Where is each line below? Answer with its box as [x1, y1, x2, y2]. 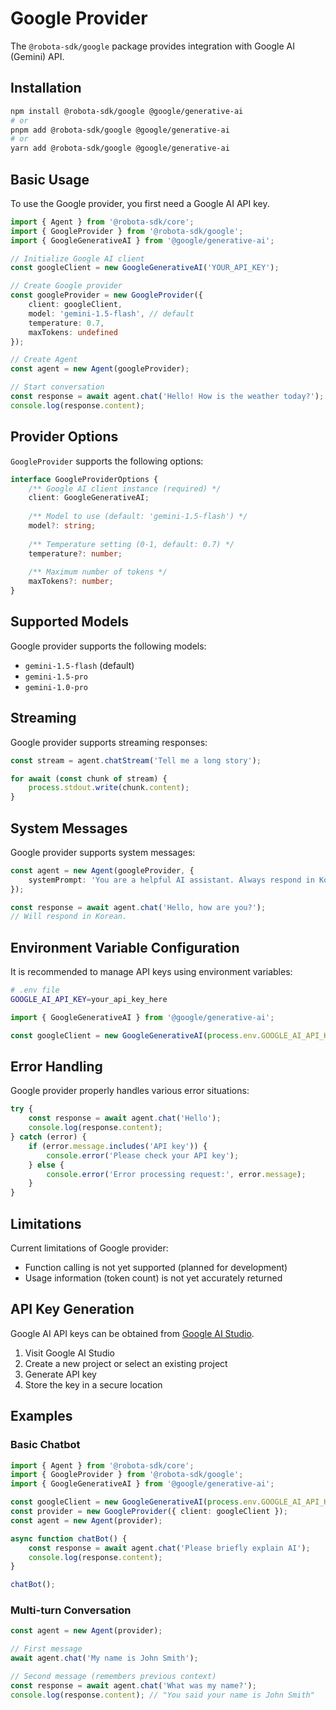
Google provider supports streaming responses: [10, 736, 208, 748]
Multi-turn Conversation [10, 1603, 132, 1617]
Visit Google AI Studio [24, 1347, 116, 1359]
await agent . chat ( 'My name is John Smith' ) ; [10, 1653, 199, 1664]
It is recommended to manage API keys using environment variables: [10, 966, 293, 978]
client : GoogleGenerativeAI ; [28, 493, 150, 503]
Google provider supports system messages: [10, 846, 196, 858]
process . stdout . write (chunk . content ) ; [28, 783, 190, 793]
